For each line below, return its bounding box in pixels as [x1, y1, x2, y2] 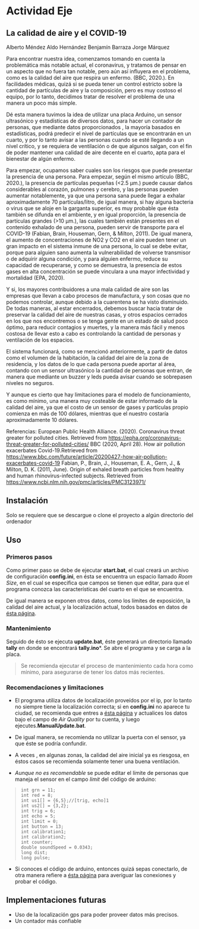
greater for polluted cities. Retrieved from [6, 434, 108, 441]
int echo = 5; [20, 814, 56, 819]
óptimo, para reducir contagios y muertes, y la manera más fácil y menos [6, 324, 185, 331]
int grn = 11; [20, 787, 56, 793]
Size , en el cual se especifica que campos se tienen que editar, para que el [6, 579, 189, 586]
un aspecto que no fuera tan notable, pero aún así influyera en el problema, [6, 68, 191, 75]
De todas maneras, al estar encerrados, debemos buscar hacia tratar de [6, 305, 183, 312]
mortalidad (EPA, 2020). [6, 274, 65, 281]
